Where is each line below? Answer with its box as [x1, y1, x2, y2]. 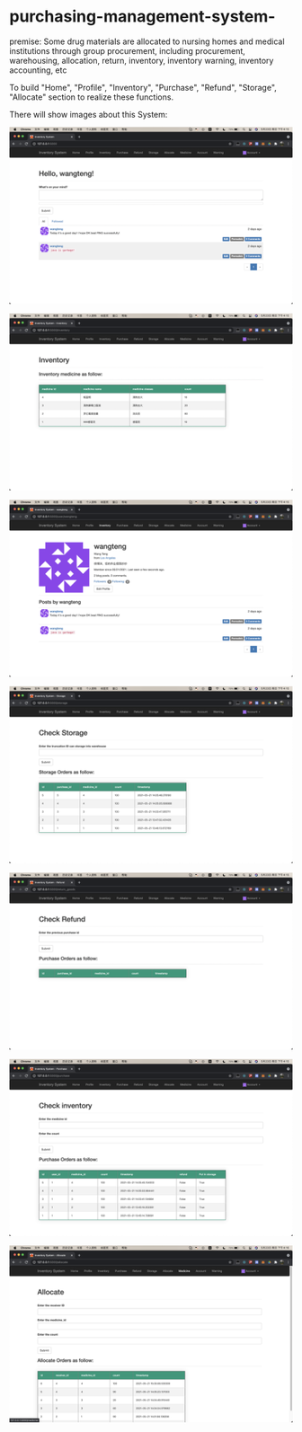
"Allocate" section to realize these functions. [9, 92, 173, 102]
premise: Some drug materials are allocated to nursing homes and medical [9, 36, 285, 47]
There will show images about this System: [9, 109, 168, 119]
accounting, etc [9, 65, 67, 75]
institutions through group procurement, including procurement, [9, 45, 245, 56]
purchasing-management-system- [9, 6, 276, 27]
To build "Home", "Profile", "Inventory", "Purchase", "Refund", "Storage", [9, 82, 277, 93]
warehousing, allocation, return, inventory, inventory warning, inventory [9, 55, 274, 66]
